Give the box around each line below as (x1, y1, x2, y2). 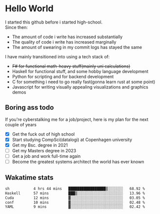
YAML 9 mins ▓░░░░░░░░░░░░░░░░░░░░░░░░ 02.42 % (5, 204, 145, 210)
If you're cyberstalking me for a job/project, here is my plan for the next (5, 116, 149, 122)
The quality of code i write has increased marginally (12, 39, 117, 45)
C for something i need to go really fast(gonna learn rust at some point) (12, 79, 156, 85)
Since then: (5, 24, 28, 30)
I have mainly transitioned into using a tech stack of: (5, 53, 110, 59)
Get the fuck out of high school (12, 131, 75, 137)
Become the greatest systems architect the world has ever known (12, 159, 144, 165)
